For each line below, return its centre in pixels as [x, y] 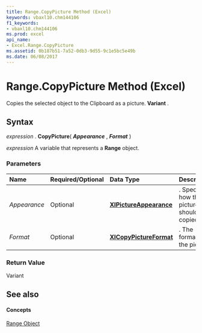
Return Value [26, 263]
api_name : [19, 40]
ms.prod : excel [25, 34]
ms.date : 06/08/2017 [32, 57]
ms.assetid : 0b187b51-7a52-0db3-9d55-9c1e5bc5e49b [71, 51]
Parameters [23, 164]
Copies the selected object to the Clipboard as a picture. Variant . [88, 103]
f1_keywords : [23, 23]
